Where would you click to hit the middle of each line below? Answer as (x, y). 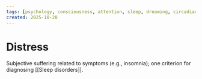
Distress (28, 47)
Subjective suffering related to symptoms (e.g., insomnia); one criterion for (99, 63)
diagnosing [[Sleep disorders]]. (45, 70)
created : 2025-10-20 (32, 17)
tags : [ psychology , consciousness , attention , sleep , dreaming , (88, 12)
